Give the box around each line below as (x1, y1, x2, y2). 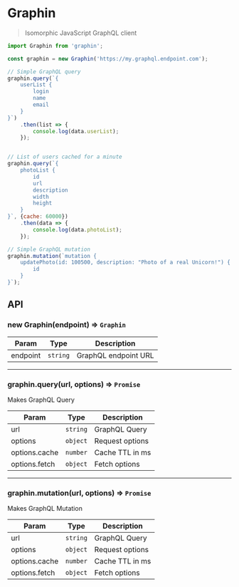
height (33, 199, 53, 207)
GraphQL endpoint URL (76, 350, 154, 360)
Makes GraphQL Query (7, 395, 75, 404)
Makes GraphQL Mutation (7, 504, 83, 513)
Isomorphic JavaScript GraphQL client (24, 28, 137, 37)
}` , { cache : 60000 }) (7, 213, 69, 220)
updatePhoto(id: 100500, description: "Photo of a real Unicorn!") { (20, 259, 231, 266)
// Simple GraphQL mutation (7, 246, 91, 253)
